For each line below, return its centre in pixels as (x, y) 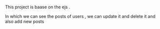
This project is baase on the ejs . (38, 7)
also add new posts (25, 22)
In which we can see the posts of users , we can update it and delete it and (80, 16)
